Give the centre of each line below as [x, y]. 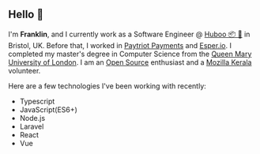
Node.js [32, 118]
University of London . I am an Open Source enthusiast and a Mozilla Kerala [130, 62]
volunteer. [24, 70]
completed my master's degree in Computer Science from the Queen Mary [130, 54]
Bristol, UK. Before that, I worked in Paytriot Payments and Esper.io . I [120, 45]
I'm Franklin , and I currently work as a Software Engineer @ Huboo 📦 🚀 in [129, 34]
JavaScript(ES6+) [48, 109]
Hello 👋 [26, 15]
